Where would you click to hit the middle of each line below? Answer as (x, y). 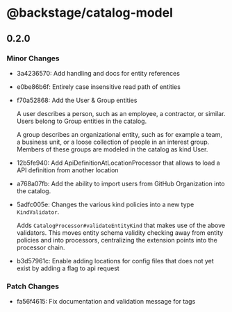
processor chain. (41, 247)
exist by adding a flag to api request (68, 268)
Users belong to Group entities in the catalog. (82, 121)
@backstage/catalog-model (90, 13)
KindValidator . (38, 212)
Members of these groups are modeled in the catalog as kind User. (112, 149)
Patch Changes (33, 286)
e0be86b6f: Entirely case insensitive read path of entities (99, 87)
